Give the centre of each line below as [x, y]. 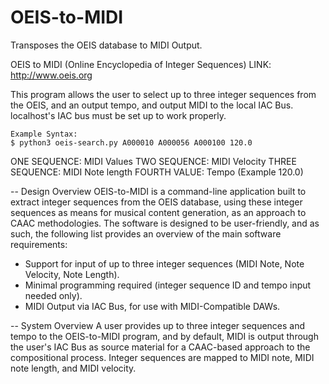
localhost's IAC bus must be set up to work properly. [118, 115]
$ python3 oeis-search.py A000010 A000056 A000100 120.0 [131, 142]
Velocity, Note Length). [72, 274]
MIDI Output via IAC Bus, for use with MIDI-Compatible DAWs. [152, 306]
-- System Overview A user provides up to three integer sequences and [158, 325]
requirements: [39, 244]
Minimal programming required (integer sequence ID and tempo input [168, 285]
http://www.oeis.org [51, 75]
